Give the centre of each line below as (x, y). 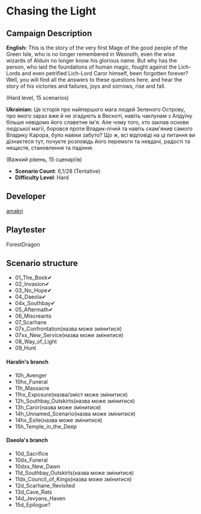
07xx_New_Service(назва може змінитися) (69, 335)
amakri (15, 211)
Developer (26, 197)
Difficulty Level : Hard (42, 178)
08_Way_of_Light (36, 342)
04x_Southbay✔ (35, 303)
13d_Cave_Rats (33, 492)
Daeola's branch (27, 440)
